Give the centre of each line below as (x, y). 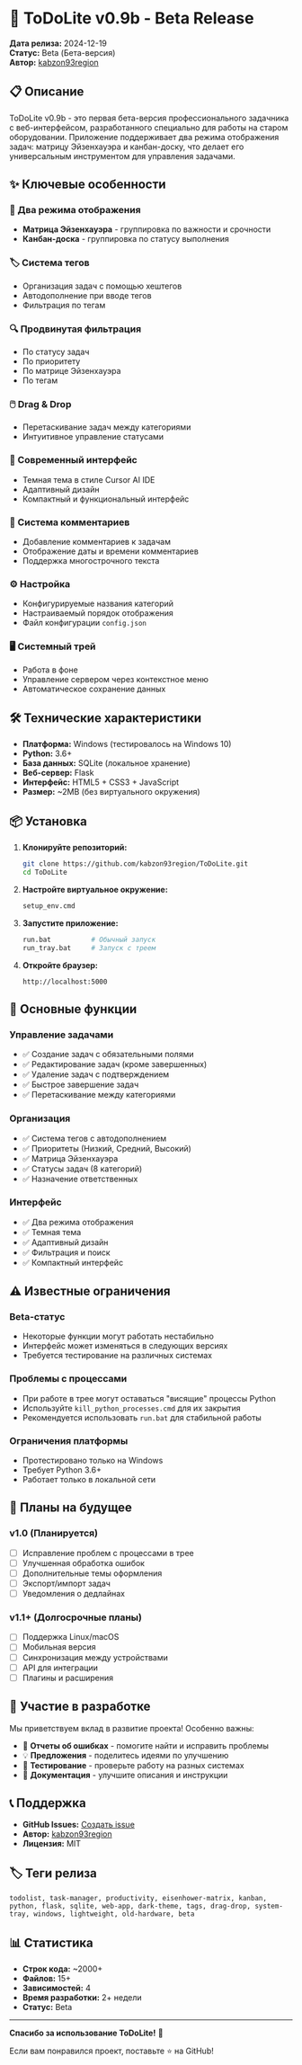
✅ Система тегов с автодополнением (94, 1138)
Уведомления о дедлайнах (74, 1594)
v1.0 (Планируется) (54, 1534)
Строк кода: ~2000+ (62, 1969)
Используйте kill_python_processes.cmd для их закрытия (131, 1408)
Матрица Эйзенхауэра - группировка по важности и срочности (147, 229)
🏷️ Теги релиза (53, 1873)
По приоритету (51, 361)
